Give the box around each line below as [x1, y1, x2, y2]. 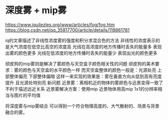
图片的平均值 [14, 92, 41, 98]
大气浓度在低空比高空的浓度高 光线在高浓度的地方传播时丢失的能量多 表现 [9, 43, 162, 49]
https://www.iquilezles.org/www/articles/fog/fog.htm [5, 21, 115, 28]
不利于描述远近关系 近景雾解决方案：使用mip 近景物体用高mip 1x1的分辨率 [5, 86, 158, 92]
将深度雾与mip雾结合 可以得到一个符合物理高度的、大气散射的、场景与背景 [5, 103, 160, 109]
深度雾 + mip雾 [5, 5, 67, 16]
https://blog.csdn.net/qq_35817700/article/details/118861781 [5, 27, 130, 33]
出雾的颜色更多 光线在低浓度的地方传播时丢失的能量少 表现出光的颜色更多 [5, 50, 157, 56]
